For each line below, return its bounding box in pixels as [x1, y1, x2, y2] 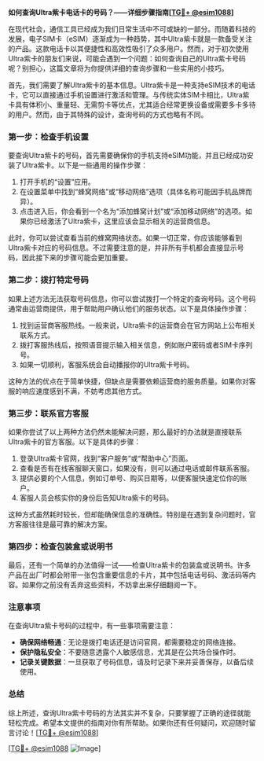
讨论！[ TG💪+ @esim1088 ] [14, 727, 99, 737]
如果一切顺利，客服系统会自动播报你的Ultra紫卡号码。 [19, 359, 194, 369]
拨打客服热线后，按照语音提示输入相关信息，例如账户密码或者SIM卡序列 [19, 340, 253, 349]
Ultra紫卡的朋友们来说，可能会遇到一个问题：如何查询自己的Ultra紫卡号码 [8, 54, 246, 63]
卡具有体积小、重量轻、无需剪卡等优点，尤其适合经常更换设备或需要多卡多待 [8, 100, 256, 109]
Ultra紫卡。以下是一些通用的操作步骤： [21, 160, 148, 170]
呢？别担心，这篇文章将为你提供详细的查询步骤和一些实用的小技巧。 [8, 64, 229, 73]
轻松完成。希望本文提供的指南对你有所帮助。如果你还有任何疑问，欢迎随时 [8, 718, 249, 727]
